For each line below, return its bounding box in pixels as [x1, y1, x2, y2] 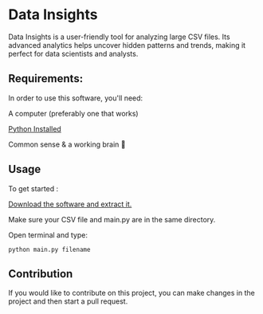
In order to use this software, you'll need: [8, 93, 143, 103]
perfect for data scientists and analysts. [8, 49, 139, 58]
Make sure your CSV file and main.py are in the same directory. [8, 214, 216, 224]
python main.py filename [8, 245, 91, 253]
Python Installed [8, 124, 61, 133]
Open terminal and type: [8, 230, 88, 240]
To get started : [8, 183, 59, 193]
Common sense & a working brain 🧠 [8, 139, 126, 149]
